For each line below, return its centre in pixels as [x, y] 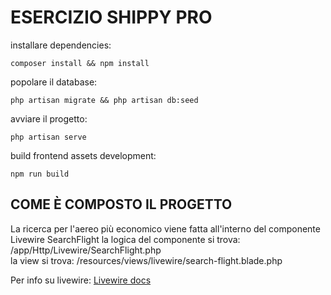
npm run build [40, 174]
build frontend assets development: [83, 155]
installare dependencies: [61, 45]
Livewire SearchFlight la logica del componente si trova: [125, 239]
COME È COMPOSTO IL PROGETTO [121, 204]
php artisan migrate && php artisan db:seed [104, 100]
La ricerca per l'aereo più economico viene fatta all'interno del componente [165, 228]
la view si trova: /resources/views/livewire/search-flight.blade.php [146, 260]
